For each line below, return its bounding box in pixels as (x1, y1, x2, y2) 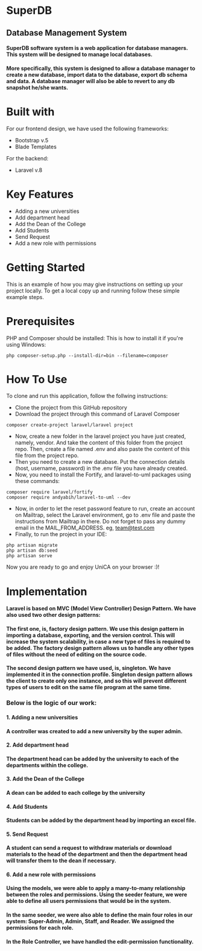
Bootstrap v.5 (14, 136, 49, 144)
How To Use (6, 372, 68, 386)
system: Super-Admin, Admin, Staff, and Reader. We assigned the (6, 918, 175, 925)
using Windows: (6, 341, 46, 348)
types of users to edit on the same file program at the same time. (6, 684, 172, 691)
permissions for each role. (6, 924, 74, 932)
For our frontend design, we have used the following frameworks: (6, 125, 169, 132)
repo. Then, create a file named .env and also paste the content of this (14, 446, 190, 453)
